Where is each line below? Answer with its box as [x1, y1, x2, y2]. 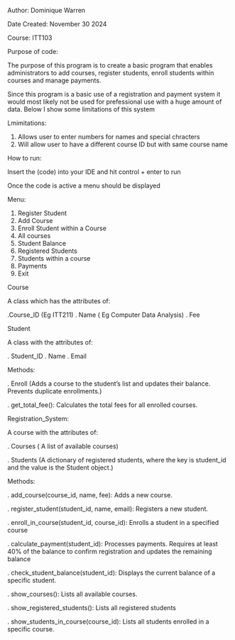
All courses [17, 232, 51, 240]
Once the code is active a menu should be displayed [7, 181, 161, 190]
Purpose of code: [7, 48, 58, 55]
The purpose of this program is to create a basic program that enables [7, 61, 213, 70]
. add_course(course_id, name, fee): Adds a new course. [7, 491, 173, 499]
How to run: [7, 154, 42, 162]
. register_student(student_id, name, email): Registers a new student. [7, 504, 208, 513]
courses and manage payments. [7, 76, 102, 85]
